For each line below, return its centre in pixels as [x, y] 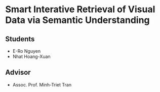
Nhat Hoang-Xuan [31, 56]
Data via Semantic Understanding [77, 20]
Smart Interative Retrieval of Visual [80, 9]
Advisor [18, 72]
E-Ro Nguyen [27, 51]
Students [20, 39]
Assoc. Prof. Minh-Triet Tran [42, 84]
